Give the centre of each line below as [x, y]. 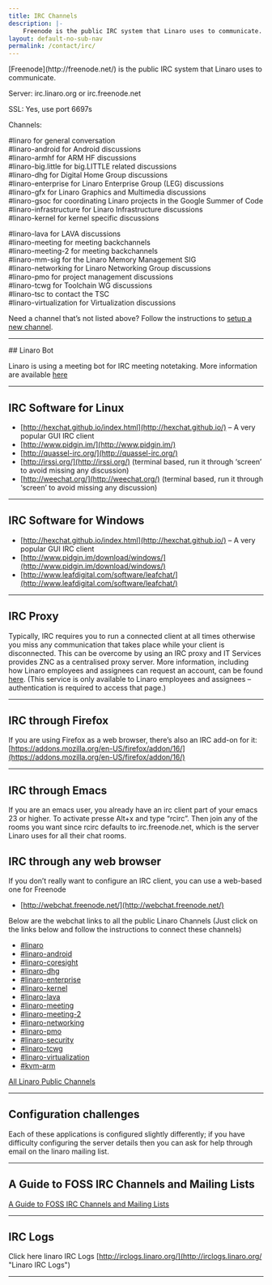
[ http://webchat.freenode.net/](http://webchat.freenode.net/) [122, 905]
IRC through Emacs [58, 790]
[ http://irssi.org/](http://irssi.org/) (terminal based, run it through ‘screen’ [141, 461]
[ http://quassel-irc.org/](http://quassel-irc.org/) [99, 453]
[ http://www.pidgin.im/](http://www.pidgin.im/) [98, 444]
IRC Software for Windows [76, 521]
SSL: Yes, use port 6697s [51, 109]
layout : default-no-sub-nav [56, 39]
